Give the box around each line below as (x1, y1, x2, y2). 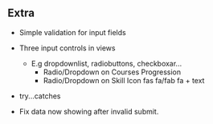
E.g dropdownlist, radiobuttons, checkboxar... (31, 58, 182, 68)
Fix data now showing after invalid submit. (18, 106, 159, 116)
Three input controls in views (18, 43, 116, 53)
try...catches (18, 91, 61, 101)
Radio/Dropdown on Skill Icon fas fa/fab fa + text (43, 75, 205, 85)
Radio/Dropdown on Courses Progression (43, 67, 182, 77)
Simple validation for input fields (18, 27, 126, 37)
